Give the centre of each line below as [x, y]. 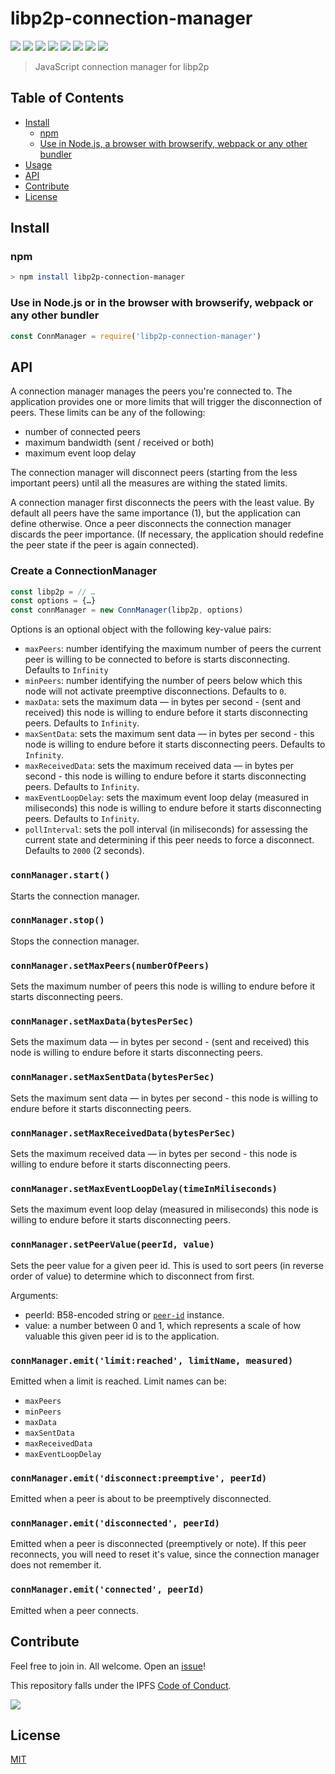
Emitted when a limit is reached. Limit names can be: [118, 1381]
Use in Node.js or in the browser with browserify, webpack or [162, 303]
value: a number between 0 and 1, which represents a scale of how [163, 1325]
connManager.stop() [57, 920]
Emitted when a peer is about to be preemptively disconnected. [141, 1499]
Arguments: [34, 1295]
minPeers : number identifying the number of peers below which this [163, 681]
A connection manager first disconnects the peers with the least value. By [162, 503]
